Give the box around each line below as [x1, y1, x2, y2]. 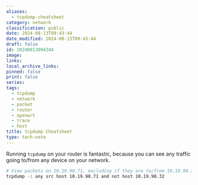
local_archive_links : [6, 63, 60, 69]
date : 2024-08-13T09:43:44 [6, 31, 72, 36]
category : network [6, 19, 51, 25]
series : [6, 80, 25, 86]
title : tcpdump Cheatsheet [6, 129, 72, 135]
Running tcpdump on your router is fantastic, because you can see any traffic [6, 150, 191, 157]
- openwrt [11, 112, 35, 118]
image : [6, 52, 22, 58]
